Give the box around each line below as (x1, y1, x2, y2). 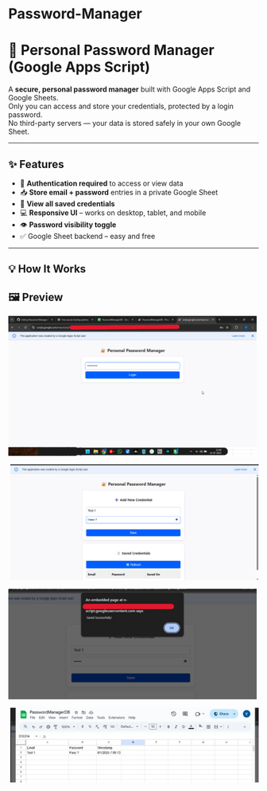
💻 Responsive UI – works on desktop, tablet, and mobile (19, 208, 207, 217)
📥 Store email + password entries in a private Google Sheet (19, 187, 219, 197)
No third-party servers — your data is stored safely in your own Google (8, 119, 241, 128)
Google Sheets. (8, 93, 59, 103)
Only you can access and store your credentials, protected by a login (8, 101, 234, 112)
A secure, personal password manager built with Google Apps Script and (8, 84, 251, 94)
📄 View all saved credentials (19, 198, 115, 208)
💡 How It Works (8, 262, 87, 276)
